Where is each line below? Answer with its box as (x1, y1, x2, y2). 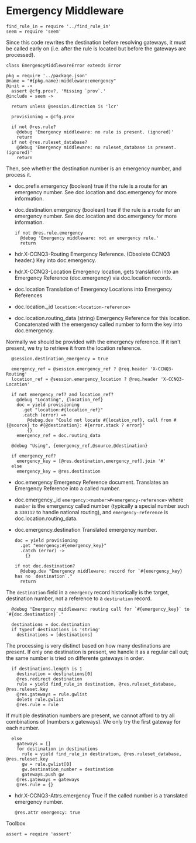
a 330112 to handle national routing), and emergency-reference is (14, 508, 169, 515)
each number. (6, 724, 40, 731)
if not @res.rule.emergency (14, 230, 83, 236)
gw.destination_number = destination (21, 766, 114, 772)
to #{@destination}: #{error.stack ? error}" (32, 422, 145, 428)
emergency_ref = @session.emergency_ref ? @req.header (11, 366, 148, 372)
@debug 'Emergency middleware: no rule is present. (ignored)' (16, 129, 174, 135)
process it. (6, 171, 32, 178)
